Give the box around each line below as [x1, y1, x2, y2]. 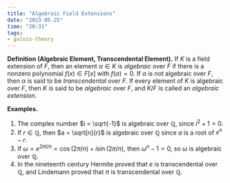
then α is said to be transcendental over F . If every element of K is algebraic [7, 77, 224, 85]
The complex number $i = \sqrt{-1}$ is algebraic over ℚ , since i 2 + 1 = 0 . [17, 118, 224, 128]
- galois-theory [7, 36, 54, 43]
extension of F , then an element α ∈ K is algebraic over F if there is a [7, 62, 204, 70]
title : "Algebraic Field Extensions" [7, 10, 116, 17]
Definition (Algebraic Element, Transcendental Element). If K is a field [7, 55, 210, 63]
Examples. [7, 105, 38, 113]
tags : [7, 29, 23, 37]
